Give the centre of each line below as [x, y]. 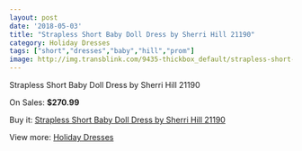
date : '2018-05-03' [46, 26]
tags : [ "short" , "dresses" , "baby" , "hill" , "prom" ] [102, 51]
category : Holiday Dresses [60, 43]
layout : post [34, 18]
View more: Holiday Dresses [62, 137]
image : [22, 59]
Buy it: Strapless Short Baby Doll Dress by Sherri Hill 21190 [118, 120]
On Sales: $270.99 [44, 102]
